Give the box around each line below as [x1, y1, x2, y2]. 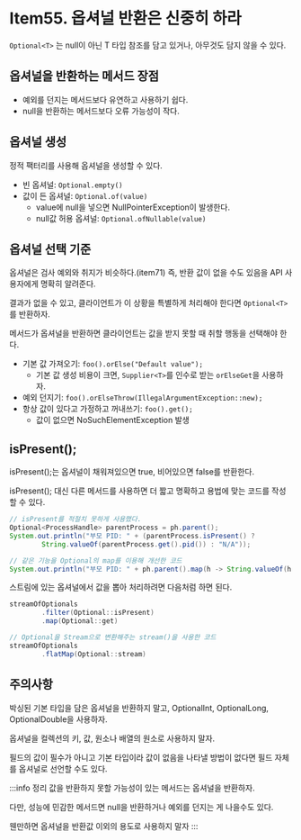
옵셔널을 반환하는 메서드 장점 [9, 68, 160, 84]
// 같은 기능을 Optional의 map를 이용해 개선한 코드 [9, 555, 182, 565]
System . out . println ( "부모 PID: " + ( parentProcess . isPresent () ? [9, 531, 256, 540]
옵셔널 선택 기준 [9, 241, 92, 257]
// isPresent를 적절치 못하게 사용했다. [9, 515, 142, 524]
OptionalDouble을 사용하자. [9, 713, 108, 725]
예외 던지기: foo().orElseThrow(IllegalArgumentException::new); [22, 393, 263, 403]
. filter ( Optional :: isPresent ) [41, 609, 155, 618]
